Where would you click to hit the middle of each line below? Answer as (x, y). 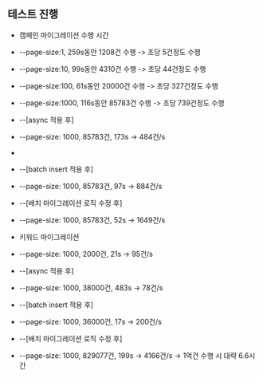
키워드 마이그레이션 (49, 237)
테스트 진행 (33, 14)
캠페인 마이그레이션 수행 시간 (64, 35)
